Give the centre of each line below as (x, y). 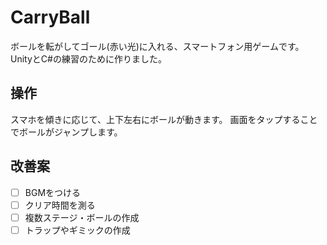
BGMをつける (53, 192)
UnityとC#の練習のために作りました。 (88, 58)
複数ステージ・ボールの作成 (82, 217)
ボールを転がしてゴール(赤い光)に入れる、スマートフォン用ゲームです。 (157, 46)
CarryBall (50, 17)
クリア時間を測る (60, 205)
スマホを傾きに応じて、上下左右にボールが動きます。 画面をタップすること (164, 119)
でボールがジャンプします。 (66, 132)
